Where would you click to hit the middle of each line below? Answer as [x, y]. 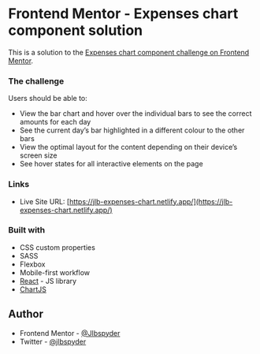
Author [26, 314]
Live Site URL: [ [45, 201]
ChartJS [33, 289]
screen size [38, 155]
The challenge [36, 81]
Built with [27, 230]
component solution [76, 30]
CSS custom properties [58, 247]
